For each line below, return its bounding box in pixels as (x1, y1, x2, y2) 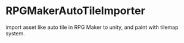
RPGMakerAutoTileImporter (5, 4, 145, 18)
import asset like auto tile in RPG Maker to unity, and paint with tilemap (5, 24, 179, 31)
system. (5, 29, 25, 37)
